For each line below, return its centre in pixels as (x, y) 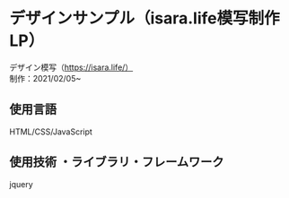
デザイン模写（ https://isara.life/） (71, 67)
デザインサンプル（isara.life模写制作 (144, 18)
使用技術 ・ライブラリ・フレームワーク (117, 162)
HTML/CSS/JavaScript (51, 132)
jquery (21, 184)
